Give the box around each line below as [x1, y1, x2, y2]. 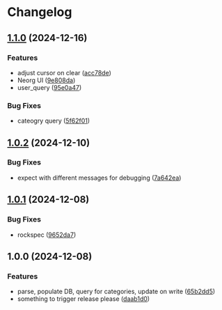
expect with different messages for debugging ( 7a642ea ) [17, 173, 182, 182]
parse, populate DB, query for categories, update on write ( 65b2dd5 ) [17, 287, 216, 296]
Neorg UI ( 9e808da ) [17, 76, 76, 84]
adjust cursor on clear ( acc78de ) [17, 68, 111, 77]
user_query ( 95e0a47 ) [17, 83, 82, 91]
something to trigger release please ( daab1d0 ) [17, 295, 150, 303]
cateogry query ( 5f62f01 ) [17, 116, 90, 125]
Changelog [7, 4, 72, 20]
